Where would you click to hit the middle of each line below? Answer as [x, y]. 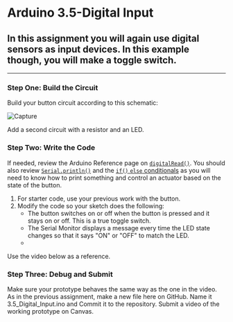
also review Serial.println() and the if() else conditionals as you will [109, 170]
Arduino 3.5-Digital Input [80, 13]
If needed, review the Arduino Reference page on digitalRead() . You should [116, 163]
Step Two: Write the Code [51, 148]
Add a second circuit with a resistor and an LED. [76, 130]
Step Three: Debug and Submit [60, 274]
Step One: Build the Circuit [53, 87]
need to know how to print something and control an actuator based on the [114, 178]
